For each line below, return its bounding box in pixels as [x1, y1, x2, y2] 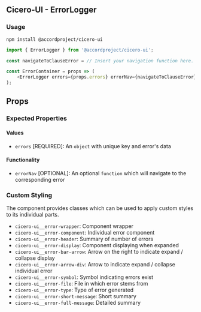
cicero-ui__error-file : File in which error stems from [14, 280, 148, 287]
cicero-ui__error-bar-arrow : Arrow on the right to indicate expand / [14, 248, 184, 256]
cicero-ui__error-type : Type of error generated [14, 286, 134, 293]
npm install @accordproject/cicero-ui [6, 36, 103, 43]
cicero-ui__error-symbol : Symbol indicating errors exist [14, 274, 154, 281]
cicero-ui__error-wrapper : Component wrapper [14, 223, 133, 230]
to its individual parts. [6, 211, 59, 218]
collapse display [14, 254, 55, 262]
